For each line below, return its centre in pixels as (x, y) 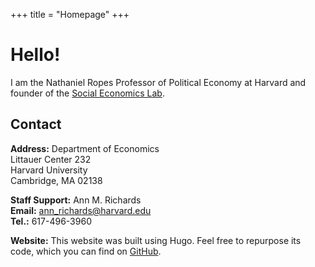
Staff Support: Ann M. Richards (76, 200)
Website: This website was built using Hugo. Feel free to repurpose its (156, 240)
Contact (36, 124)
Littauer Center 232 (51, 159)
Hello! (35, 55)
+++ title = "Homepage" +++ (70, 14)
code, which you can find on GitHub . (86, 251)
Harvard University (49, 170)
